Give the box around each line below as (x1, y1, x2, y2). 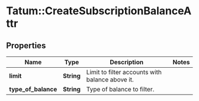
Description (109, 58, 144, 66)
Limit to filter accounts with (86, 68, 162, 76)
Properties (6, 40, 46, 50)
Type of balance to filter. (86, 85, 155, 93)
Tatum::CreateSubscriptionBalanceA (6, 4, 192, 18)
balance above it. (86, 75, 134, 84)
